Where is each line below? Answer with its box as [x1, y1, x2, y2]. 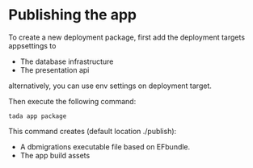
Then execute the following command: [8, 96, 137, 106]
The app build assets [19, 150, 91, 160]
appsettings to [8, 40, 57, 50]
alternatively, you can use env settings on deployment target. [8, 81, 213, 90]
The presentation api [19, 65, 90, 74]
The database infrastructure [19, 57, 114, 66]
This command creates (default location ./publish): [8, 126, 177, 136]
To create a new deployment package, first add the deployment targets [8, 32, 245, 42]
